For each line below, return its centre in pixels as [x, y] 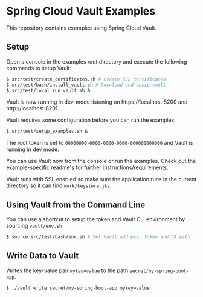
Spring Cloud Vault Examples [81, 11]
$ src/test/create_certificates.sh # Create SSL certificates [86, 79]
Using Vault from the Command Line [76, 205]
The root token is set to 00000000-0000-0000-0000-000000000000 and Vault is [100, 143]
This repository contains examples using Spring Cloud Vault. [82, 28]
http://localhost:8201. [33, 108]
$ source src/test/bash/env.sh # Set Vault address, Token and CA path [98, 237]
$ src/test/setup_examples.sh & [47, 132]
